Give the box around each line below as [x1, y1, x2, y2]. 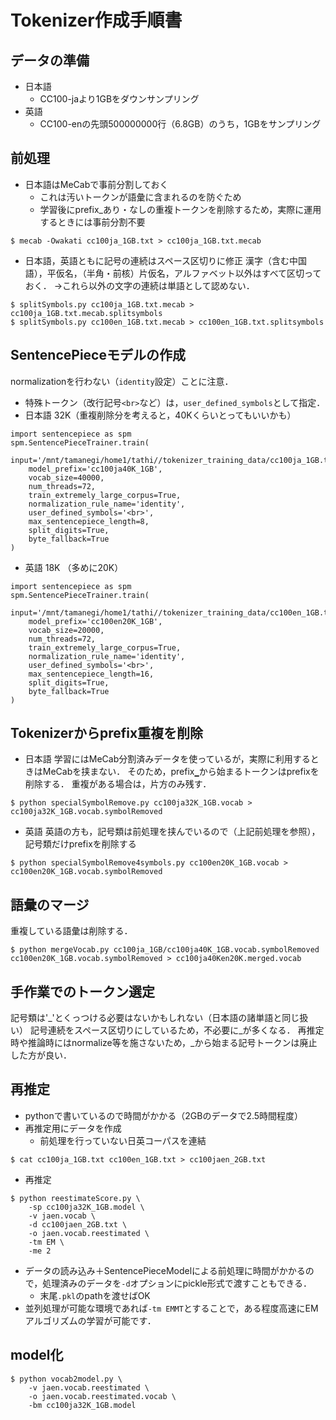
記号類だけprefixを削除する [24, 838, 137, 850]
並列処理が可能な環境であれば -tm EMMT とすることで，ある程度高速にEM [24, 1302, 319, 1314]
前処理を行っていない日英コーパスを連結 [39, 1134, 207, 1146]
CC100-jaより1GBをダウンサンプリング [39, 93, 200, 105]
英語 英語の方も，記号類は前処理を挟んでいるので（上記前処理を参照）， [24, 826, 321, 838]
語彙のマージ [10, 896, 90, 913]
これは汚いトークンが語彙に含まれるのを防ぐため [39, 191, 242, 203]
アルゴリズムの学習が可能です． [24, 1314, 157, 1326]
